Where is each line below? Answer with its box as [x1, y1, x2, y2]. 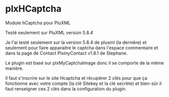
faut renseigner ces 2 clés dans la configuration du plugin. [5, 85, 127, 91]
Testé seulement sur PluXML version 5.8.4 [5, 29, 94, 35]
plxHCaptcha [5, 3, 62, 15]
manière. [5, 65, 24, 71]
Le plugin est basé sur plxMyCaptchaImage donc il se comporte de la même [5, 60, 164, 66]
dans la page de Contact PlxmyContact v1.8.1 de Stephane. [5, 50, 128, 56]
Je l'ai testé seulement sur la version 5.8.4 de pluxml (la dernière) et [5, 39, 147, 45]
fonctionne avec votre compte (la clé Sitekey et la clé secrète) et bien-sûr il [5, 80, 162, 86]
